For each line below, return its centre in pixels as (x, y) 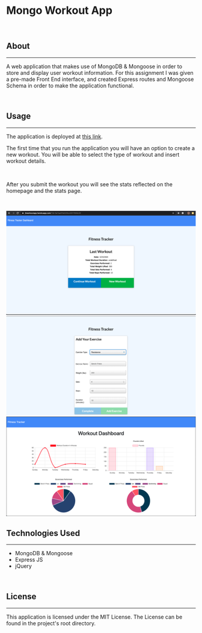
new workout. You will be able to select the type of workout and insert (93, 154)
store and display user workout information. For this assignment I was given (100, 72)
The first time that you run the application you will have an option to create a (101, 148)
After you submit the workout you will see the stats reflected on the (90, 184)
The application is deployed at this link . (55, 136)
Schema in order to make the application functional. (70, 86)
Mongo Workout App (60, 11)
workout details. (26, 161)
